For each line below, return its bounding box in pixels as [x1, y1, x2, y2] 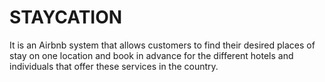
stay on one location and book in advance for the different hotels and [9, 49, 294, 61]
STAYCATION [9, 6, 123, 29]
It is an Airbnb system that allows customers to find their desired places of [9, 39, 316, 51]
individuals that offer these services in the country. [9, 60, 219, 72]
